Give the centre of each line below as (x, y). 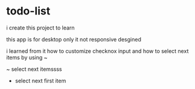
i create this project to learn (40, 28)
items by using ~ (27, 57)
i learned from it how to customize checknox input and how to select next (97, 51)
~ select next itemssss (34, 69)
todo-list (28, 11)
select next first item (40, 81)
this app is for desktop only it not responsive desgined (74, 39)
